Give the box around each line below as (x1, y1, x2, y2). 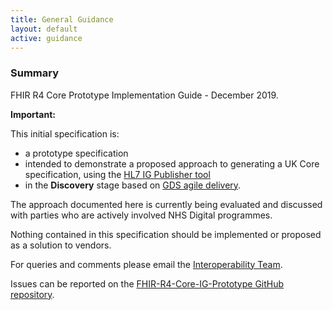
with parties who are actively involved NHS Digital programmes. (10, 209, 273, 221)
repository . (10, 288, 55, 300)
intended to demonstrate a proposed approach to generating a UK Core (24, 157, 320, 170)
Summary (10, 66, 60, 80)
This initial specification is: (10, 127, 120, 140)
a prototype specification (24, 147, 129, 159)
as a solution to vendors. (10, 239, 112, 251)
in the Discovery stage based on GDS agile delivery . (24, 179, 242, 191)
